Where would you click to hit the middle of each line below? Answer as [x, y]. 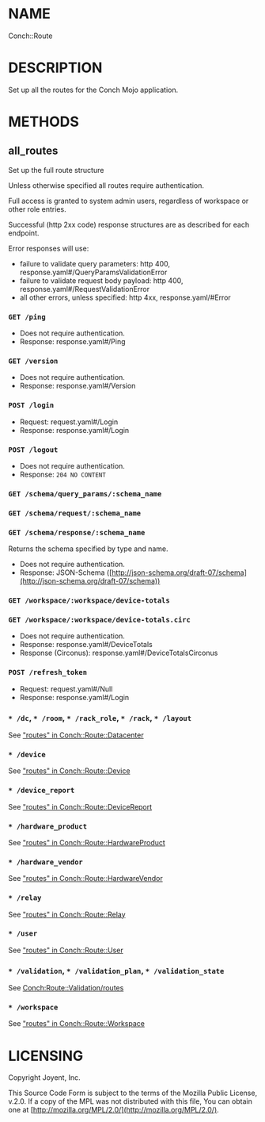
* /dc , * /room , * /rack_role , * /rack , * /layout [100, 718]
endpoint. [24, 233]
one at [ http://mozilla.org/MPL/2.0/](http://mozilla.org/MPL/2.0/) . [114, 1110]
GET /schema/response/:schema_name [77, 532]
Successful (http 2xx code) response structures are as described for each [129, 224]
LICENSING [46, 1056]
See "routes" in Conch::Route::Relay [67, 914]
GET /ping [27, 317]
